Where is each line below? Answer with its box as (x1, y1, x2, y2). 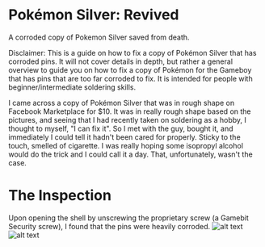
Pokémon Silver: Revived (8, 6, 179, 24)
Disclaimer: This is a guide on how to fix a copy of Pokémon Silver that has (8, 48, 257, 57)
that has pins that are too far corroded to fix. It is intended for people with (8, 73, 253, 83)
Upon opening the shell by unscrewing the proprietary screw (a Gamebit (8, 212, 249, 223)
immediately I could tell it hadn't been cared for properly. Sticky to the (8, 132, 241, 142)
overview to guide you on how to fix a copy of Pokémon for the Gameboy (8, 65, 252, 74)
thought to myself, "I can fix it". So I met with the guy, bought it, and (8, 123, 233, 133)
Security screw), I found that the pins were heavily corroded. (8, 221, 211, 231)
